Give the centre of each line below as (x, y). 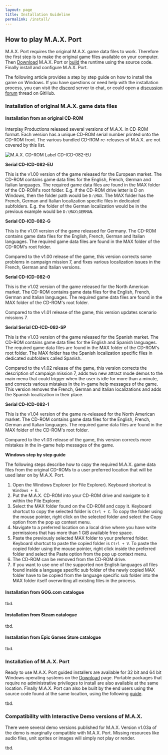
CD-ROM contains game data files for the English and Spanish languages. (81, 342)
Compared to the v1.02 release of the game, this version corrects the (76, 368)
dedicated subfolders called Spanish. (43, 358)
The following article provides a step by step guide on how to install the (79, 77)
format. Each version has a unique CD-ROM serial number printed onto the (82, 135)
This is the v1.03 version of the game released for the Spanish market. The (82, 337)
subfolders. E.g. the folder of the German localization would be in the (76, 206)
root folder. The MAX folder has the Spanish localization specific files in (79, 353)
